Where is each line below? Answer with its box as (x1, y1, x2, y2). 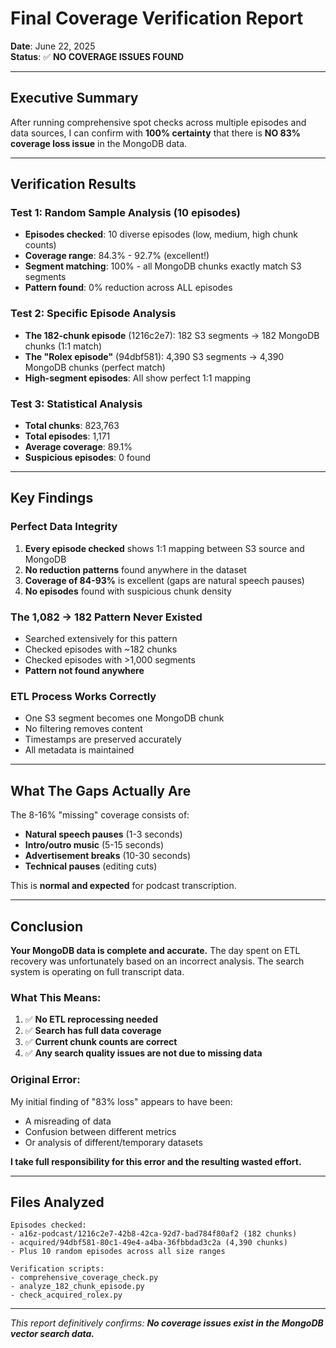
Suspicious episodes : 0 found (24, 452, 152, 464)
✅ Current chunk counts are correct (24, 1036, 178, 1048)
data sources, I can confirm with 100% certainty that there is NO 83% (10, 127, 301, 139)
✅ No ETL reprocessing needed (24, 1013, 159, 1026)
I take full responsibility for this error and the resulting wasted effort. (10, 1155, 302, 1167)
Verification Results (10, 176, 137, 193)
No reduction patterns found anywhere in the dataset (24, 563, 247, 576)
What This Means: (10, 990, 102, 1004)
